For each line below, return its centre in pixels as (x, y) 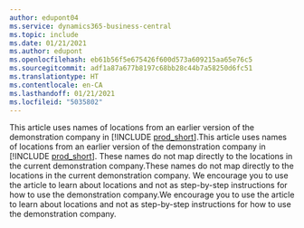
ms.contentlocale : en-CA (56, 85)
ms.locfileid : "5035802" (56, 102)
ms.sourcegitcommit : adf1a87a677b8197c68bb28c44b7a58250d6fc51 (131, 69)
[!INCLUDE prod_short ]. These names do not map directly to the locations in (151, 157)
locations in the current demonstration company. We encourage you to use (149, 176)
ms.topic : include (44, 34)
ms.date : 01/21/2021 (48, 43)
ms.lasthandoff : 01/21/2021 (62, 93)
